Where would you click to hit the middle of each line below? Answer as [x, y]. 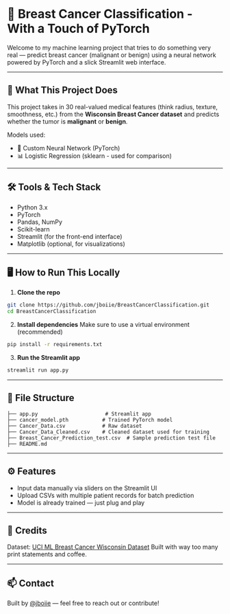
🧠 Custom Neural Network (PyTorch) [68, 148]
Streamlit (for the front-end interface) [69, 236]
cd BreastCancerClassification [52, 312]
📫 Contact [31, 583]
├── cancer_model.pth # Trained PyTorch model [90, 420]
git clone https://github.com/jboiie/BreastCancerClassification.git [108, 305]
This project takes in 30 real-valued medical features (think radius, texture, [112, 106]
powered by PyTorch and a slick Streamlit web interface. [87, 62]
